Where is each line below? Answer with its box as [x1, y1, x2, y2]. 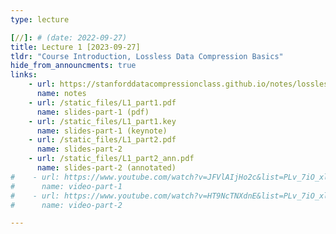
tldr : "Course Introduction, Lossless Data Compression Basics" [10, 51, 284, 61]
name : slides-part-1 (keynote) [36, 126, 168, 136]
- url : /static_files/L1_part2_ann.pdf [28, 154, 195, 164]
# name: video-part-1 [10, 181, 123, 191]
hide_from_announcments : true [10, 61, 137, 71]
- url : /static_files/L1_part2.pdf [28, 135, 177, 145]
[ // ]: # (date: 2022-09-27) [10, 32, 128, 43]
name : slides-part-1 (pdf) [36, 107, 150, 117]
